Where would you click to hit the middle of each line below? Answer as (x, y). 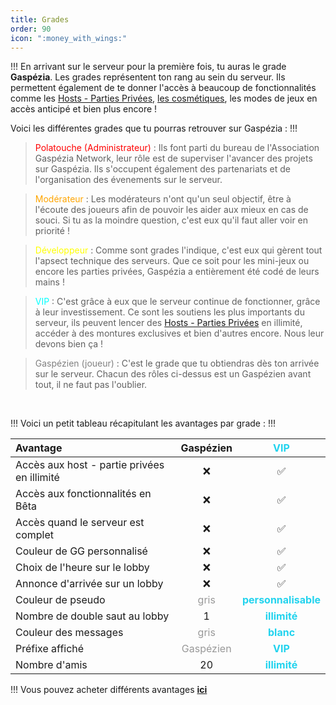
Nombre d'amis (51, 665)
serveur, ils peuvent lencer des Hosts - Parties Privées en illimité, (168, 323)
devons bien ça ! (69, 344)
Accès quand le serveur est (80, 523)
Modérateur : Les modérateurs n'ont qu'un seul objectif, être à (163, 199)
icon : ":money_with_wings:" (69, 38)
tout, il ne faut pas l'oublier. (91, 385)
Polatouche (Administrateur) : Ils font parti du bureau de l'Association (177, 148)
